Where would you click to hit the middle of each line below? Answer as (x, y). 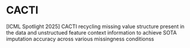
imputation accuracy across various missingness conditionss (80, 39)
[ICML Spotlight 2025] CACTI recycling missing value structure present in (95, 26)
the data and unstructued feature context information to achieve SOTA (91, 32)
